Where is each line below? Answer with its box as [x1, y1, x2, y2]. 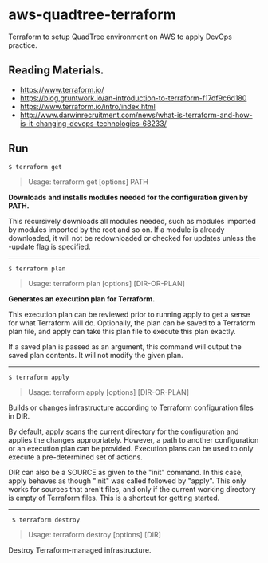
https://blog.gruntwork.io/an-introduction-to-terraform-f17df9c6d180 [19, 93, 247, 103]
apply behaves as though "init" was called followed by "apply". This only [8, 476, 246, 486]
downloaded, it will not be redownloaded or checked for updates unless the [8, 233, 257, 242]
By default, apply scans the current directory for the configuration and [8, 427, 239, 436]
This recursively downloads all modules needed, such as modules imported [8, 216, 257, 226]
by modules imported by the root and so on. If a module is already [8, 225, 225, 234]
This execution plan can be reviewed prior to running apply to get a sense [8, 309, 250, 319]
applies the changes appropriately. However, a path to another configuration [8, 435, 259, 444]
